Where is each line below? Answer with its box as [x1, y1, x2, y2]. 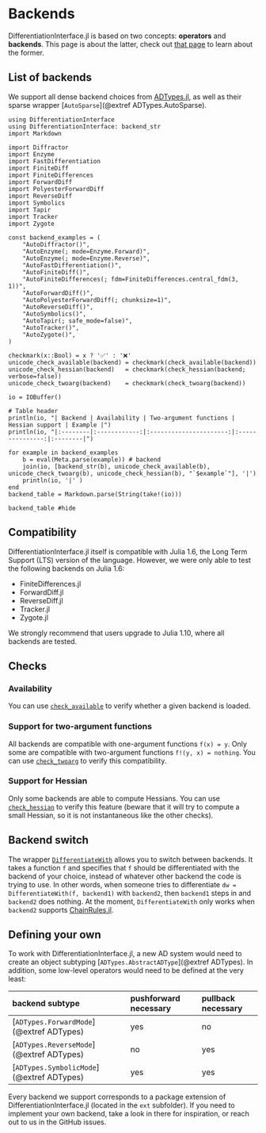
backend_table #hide [8, 504, 77, 512]
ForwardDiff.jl [19, 588, 64, 597]
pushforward [130, 993, 180, 1004]
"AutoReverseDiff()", [22, 303, 93, 311]
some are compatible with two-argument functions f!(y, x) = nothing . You [8, 747, 256, 757]
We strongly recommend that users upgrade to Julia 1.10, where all [8, 628, 225, 637]
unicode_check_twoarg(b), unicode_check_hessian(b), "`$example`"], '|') [8, 469, 257, 477]
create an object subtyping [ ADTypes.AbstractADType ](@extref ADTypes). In [8, 957, 253, 967]
